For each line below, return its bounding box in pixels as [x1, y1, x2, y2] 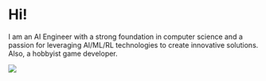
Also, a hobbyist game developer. [8, 48, 118, 58]
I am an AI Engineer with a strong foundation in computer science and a [8, 32, 243, 41]
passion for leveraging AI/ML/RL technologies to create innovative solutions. [8, 40, 259, 49]
